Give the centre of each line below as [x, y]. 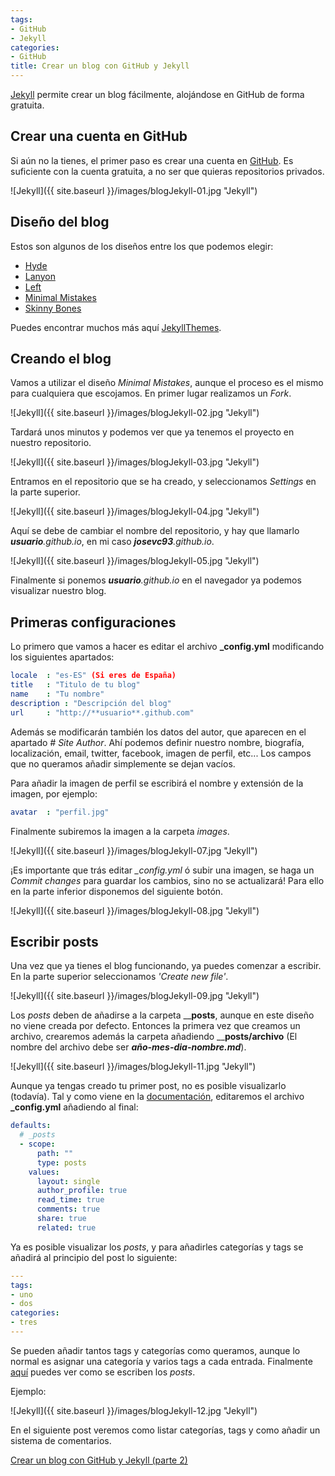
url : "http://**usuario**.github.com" [102, 712]
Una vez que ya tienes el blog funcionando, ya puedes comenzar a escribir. [166, 966]
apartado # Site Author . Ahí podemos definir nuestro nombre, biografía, [157, 742]
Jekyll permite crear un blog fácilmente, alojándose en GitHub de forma [157, 94]
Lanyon [40, 276]
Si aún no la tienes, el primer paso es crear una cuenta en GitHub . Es [152, 160]
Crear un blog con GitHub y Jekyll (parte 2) [99, 1460]
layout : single [68, 1181]
